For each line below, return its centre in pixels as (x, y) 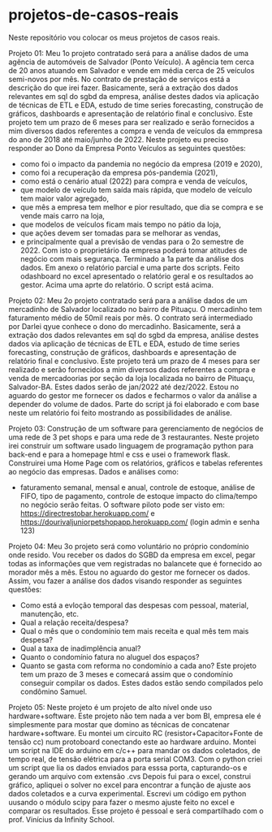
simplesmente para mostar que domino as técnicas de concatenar (119, 724)
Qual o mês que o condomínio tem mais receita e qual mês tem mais (134, 630)
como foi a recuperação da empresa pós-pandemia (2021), (119, 172)
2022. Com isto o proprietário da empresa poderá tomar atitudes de (134, 250)
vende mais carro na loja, (63, 215)
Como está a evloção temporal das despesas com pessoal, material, (134, 605)
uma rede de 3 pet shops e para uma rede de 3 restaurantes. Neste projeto (134, 437)
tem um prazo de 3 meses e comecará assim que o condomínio (127, 674)
